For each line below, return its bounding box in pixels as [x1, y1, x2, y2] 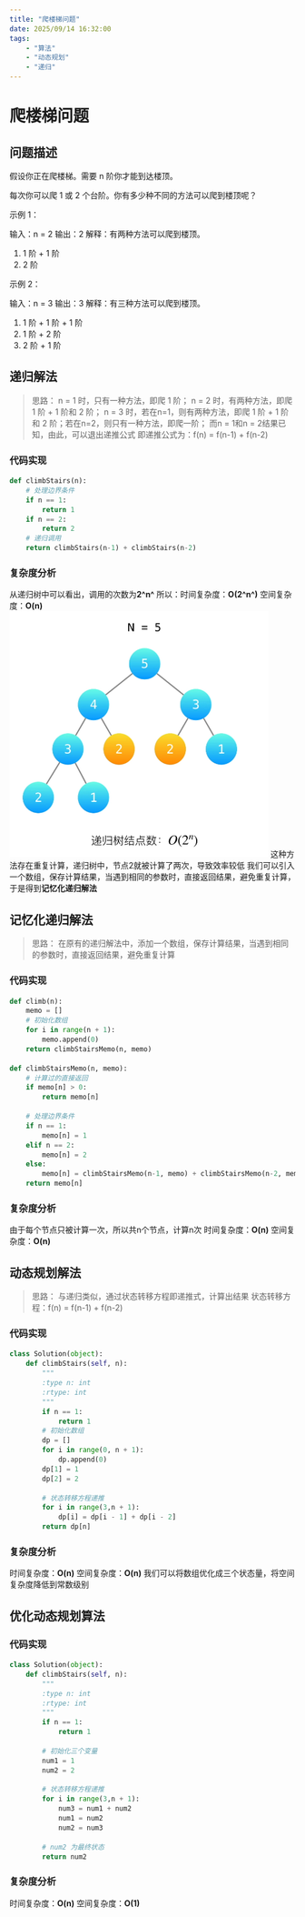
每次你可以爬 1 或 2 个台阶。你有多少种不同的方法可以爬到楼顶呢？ [9, 190, 257, 200]
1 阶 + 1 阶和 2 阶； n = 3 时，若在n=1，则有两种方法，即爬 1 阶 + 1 [31, 406, 280, 417]
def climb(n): [9, 997, 64, 1006]
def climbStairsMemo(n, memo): [9, 1064, 128, 1073]
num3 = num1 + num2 [57, 1804, 132, 1813]
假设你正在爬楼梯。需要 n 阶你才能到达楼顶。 [9, 171, 179, 181]
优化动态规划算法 [9, 1608, 105, 1623]
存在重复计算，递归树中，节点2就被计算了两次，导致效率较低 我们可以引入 [16, 860, 295, 871]
